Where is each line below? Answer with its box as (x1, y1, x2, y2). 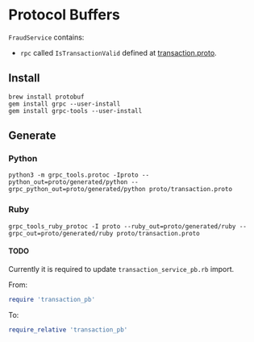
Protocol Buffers (8, 6, 121, 24)
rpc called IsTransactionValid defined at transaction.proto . (19, 48, 217, 57)
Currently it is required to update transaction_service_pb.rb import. (8, 264, 235, 273)
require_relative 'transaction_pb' (8, 325, 128, 334)
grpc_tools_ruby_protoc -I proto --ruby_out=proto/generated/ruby (8, 222, 236, 231)
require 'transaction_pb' (8, 295, 95, 303)
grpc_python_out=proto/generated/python (8, 186, 147, 194)
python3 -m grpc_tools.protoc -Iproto (8, 171, 139, 179)
